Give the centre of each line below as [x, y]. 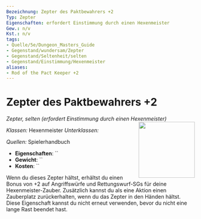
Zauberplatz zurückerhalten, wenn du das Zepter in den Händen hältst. [94, 197]
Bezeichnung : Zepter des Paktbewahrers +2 [60, 12]
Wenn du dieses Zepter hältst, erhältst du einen [65, 178]
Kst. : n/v [19, 34]
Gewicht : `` [29, 160]
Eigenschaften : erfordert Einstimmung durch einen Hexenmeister [88, 23]
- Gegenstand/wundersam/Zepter [45, 51]
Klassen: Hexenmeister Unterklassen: [53, 130]
